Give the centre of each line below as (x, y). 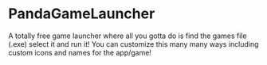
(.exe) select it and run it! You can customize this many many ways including (133, 44)
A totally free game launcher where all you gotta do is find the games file (128, 36)
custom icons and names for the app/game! (80, 52)
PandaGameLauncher (82, 14)
